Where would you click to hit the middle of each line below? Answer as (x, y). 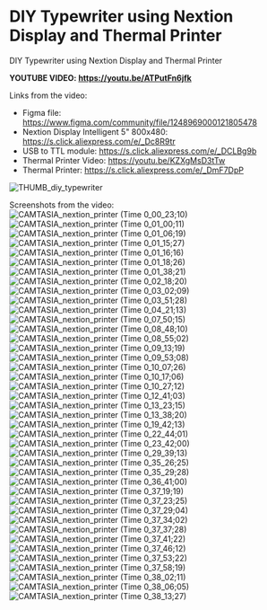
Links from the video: (48, 95)
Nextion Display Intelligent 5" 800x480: (95, 131)
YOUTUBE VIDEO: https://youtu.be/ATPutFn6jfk (101, 77)
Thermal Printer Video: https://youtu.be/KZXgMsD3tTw (124, 160)
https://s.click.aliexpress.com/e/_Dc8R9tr (99, 141)
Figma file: (42, 112)
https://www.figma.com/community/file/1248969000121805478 (140, 122)
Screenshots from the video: (62, 205)
